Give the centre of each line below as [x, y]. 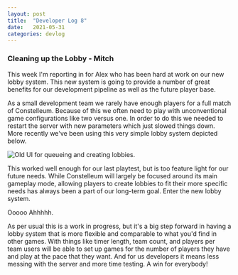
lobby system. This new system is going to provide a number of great [109, 82]
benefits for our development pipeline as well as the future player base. [112, 89]
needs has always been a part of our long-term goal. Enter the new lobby [114, 191]
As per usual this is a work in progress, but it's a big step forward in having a [119, 226]
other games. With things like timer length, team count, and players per [111, 241]
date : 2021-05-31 [36, 27]
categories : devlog [36, 34]
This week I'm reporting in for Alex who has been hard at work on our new [116, 74]
